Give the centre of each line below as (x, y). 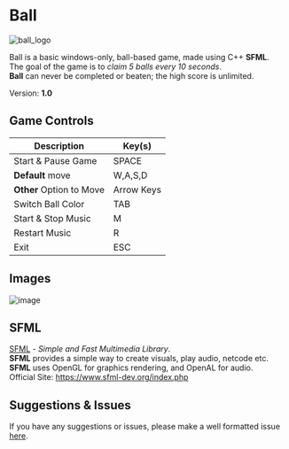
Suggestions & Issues (70, 405)
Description (59, 145)
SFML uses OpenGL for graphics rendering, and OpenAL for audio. (131, 368)
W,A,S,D (130, 175)
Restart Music (43, 233)
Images (30, 279)
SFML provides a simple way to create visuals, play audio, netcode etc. (139, 359)
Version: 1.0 (31, 93)
